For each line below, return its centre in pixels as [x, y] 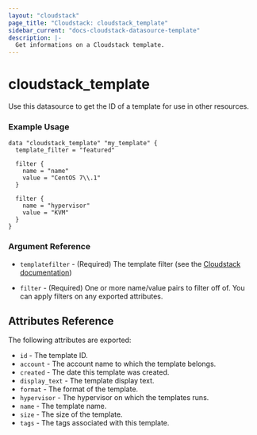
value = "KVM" [46, 213]
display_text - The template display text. [87, 381]
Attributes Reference [61, 321]
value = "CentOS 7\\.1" [62, 178]
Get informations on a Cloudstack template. [90, 45]
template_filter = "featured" [65, 150]
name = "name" [46, 171]
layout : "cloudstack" [44, 15]
